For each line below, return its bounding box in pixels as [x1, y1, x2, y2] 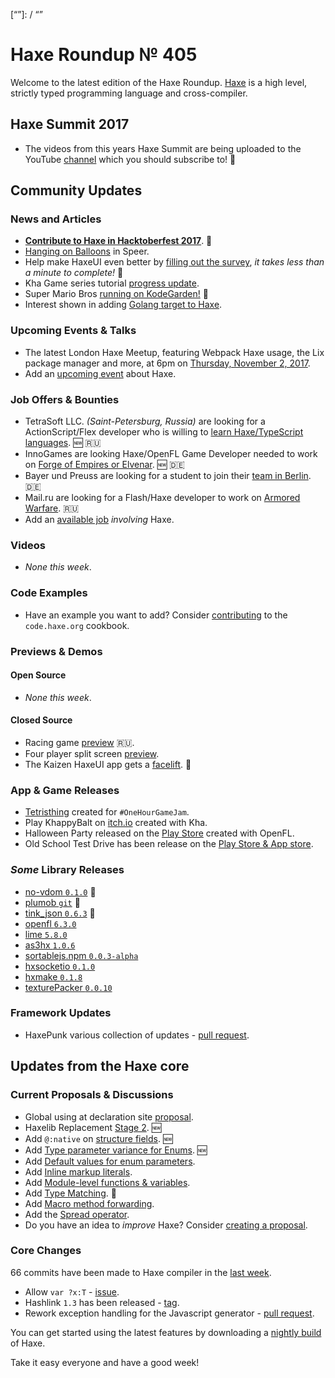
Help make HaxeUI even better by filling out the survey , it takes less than [24, 256, 325, 268]
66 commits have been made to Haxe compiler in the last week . [10, 1266, 272, 1278]
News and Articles [10, 212, 102, 226]
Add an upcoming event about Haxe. [24, 367, 177, 379]
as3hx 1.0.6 [24, 939, 76, 951]
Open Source [10, 669, 67, 681]
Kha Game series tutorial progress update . [24, 277, 200, 289]
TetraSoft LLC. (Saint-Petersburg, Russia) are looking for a [24, 415, 266, 428]
